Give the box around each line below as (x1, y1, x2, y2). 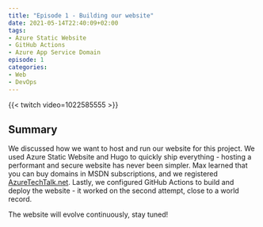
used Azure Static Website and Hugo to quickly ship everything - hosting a (8, 152, 252, 162)
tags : (8, 26, 26, 34)
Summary (8, 122, 58, 136)
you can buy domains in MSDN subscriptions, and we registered (8, 169, 218, 179)
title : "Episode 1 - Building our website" (8, 11, 154, 20)
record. (8, 194, 32, 204)
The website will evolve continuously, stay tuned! (8, 210, 169, 219)
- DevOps (8, 78, 37, 86)
